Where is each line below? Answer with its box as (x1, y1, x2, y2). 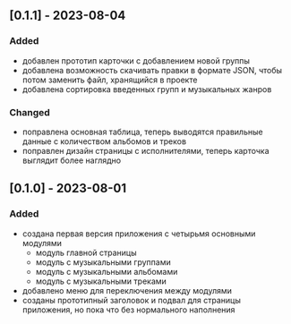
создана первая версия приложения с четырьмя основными (21, 228, 256, 239)
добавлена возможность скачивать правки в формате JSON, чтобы (21, 64, 283, 75)
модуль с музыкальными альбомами (35, 266, 178, 277)
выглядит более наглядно (21, 155, 122, 166)
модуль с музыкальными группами (35, 256, 172, 268)
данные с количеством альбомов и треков (21, 135, 186, 147)
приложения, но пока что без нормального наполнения (21, 304, 235, 315)
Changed (9, 106, 51, 118)
